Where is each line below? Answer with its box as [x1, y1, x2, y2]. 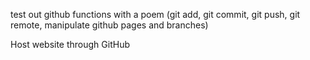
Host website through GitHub [10, 39, 131, 50]
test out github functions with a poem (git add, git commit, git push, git [10, 9, 301, 20]
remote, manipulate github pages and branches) [10, 19, 209, 31]
